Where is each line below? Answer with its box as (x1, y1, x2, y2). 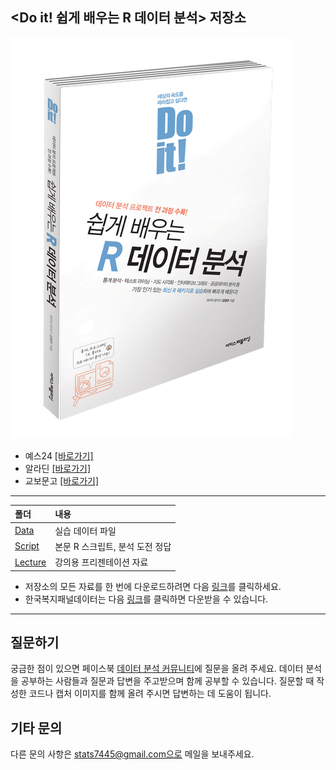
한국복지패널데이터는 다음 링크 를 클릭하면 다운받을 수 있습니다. (24, 593, 269, 605)
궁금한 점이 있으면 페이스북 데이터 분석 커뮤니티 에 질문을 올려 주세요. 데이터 (10, 663, 304, 675)
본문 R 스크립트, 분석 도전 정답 (54, 540, 172, 552)
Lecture (14, 556, 47, 568)
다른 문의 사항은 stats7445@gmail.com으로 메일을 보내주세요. (10, 748, 255, 760)
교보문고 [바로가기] (24, 474, 99, 487)
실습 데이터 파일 (54, 524, 117, 537)
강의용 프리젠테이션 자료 (54, 556, 149, 568)
